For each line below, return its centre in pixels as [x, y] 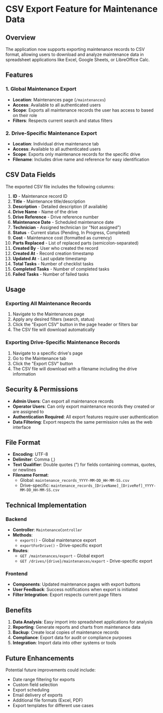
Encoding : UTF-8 [30, 454]
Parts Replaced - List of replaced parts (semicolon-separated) [75, 243]
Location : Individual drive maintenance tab [56, 143]
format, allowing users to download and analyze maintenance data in [75, 54]
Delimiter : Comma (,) [34, 459]
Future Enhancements [40, 658]
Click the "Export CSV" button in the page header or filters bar [75, 325]
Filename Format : [31, 475]
